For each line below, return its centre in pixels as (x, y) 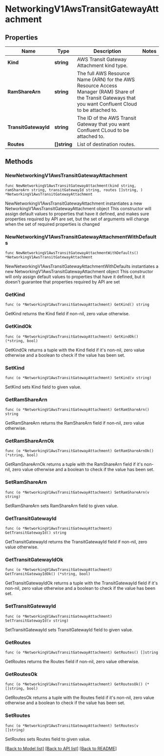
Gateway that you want (103, 124)
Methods (19, 162)
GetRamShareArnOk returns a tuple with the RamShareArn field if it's (74, 464)
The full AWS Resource (103, 73)
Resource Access (97, 86)
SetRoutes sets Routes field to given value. (48, 739)
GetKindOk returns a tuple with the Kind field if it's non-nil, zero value (75, 350)
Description (107, 51)
